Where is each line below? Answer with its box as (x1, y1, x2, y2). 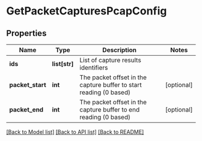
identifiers (79, 64, 108, 71)
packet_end (9, 106, 44, 113)
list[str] (52, 60, 74, 68)
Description (102, 46, 137, 54)
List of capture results (79, 56, 141, 64)
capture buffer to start (79, 81, 142, 89)
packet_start (9, 81, 46, 89)
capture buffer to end (79, 106, 140, 113)
